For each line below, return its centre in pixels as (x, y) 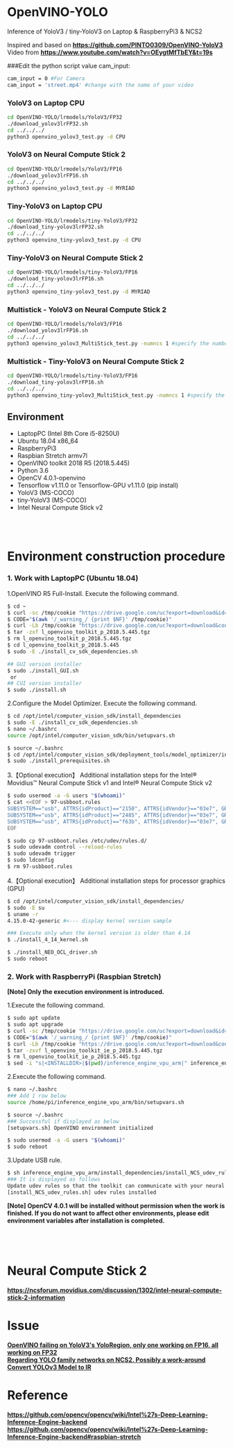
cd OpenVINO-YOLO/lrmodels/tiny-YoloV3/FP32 (72, 221)
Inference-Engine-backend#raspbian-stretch (74, 1437)
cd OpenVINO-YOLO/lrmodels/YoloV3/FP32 (65, 117)
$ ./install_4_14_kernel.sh (48, 940)
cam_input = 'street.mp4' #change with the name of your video (101, 85)
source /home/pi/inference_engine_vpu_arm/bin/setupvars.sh (96, 1102)
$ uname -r (23, 914)
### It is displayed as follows (54, 1180)
